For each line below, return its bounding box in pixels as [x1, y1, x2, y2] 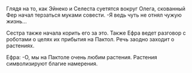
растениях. [6, 42, 35, 49]
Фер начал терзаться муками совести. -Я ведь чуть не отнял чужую [6, 11, 182, 19]
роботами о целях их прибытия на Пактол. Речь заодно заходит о [6, 36, 175, 42]
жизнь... [6, 18, 27, 25]
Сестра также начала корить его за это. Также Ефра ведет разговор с [6, 29, 187, 36]
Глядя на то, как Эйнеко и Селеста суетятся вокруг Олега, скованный [6, 5, 185, 12]
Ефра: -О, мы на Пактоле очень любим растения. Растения [6, 54, 157, 60]
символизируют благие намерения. [6, 60, 98, 67]
